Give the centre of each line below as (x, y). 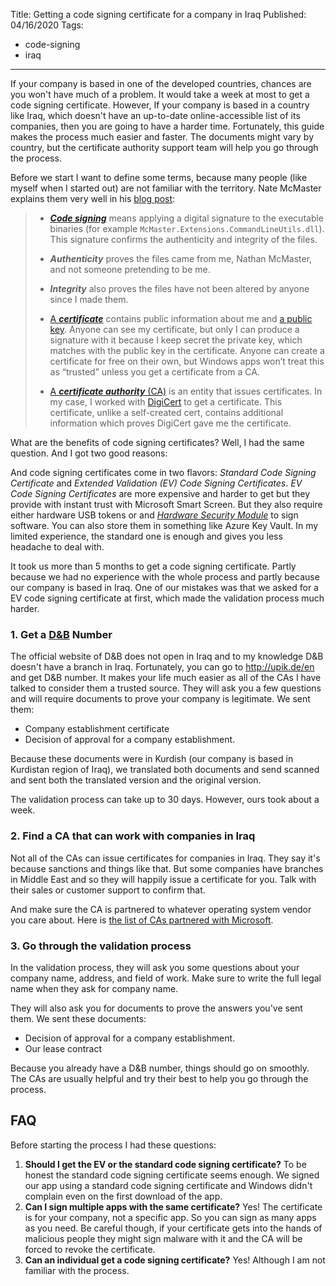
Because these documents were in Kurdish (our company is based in (152, 759)
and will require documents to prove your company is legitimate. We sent (160, 699)
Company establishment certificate (97, 729)
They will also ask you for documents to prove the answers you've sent (156, 1008)
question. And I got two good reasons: (89, 453)
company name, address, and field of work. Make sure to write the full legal (166, 978)
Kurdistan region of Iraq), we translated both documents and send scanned (165, 770)
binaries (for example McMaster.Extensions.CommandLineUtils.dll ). (187, 228)
